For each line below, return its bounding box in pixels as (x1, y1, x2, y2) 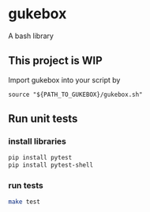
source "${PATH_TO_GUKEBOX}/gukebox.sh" (8, 91, 144, 98)
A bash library (8, 31, 54, 40)
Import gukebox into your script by (8, 75, 121, 84)
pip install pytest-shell (8, 161, 93, 169)
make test (8, 198, 41, 206)
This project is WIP (8, 54, 103, 67)
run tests (8, 180, 43, 191)
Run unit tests (8, 112, 78, 125)
